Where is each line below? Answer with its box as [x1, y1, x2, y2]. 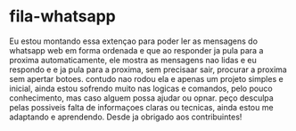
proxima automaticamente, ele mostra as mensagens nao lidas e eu [9, 54, 257, 65]
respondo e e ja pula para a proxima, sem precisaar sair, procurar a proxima [9, 64, 287, 75]
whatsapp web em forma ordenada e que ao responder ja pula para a [9, 45, 264, 55]
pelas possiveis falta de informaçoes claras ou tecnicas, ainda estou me [9, 102, 274, 112]
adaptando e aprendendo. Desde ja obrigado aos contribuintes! [9, 111, 243, 122]
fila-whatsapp [9, 6, 116, 27]
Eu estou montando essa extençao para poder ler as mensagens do [9, 36, 259, 46]
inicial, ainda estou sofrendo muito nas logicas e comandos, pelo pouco [9, 83, 274, 94]
